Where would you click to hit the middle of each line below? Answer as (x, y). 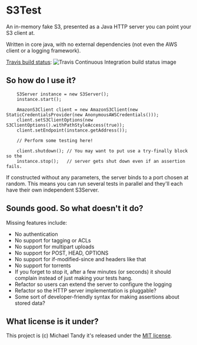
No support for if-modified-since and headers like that (80, 259)
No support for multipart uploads (54, 247)
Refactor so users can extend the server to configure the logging (93, 284)
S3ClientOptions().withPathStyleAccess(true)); (66, 125)
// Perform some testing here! (55, 140)
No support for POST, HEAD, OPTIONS (61, 253)
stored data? (30, 303)
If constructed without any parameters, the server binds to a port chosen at (97, 177)
